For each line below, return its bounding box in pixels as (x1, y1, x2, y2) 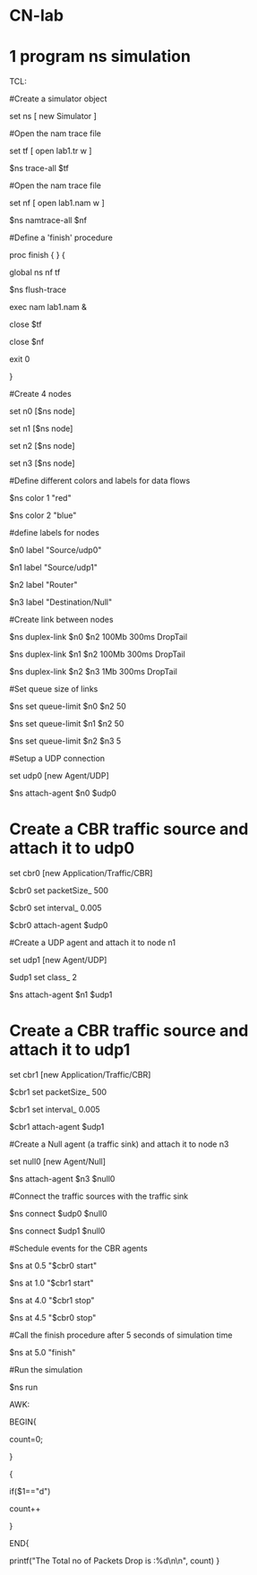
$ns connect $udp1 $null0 (9, 1226, 106, 1236)
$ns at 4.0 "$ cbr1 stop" (9, 1295, 96, 1305)
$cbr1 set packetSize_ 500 (9, 1087, 107, 1097)
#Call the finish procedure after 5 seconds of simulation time (9, 1330, 233, 1340)
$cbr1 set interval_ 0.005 (9, 1104, 100, 1115)
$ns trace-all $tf (9, 163, 69, 174)
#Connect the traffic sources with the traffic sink (9, 1191, 189, 1201)
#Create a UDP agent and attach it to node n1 (9, 937, 176, 948)
